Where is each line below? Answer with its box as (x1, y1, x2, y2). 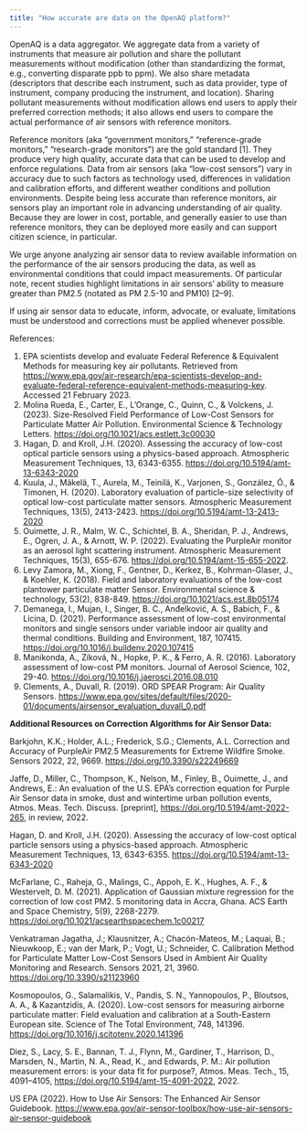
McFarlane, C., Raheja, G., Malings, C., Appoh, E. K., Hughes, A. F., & (9, 876, 268, 887)
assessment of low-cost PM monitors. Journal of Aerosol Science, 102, (22, 661, 291, 672)
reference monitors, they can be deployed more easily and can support (9, 221, 278, 232)
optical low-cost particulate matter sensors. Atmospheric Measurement (22, 496, 292, 507)
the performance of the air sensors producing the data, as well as (9, 258, 256, 270)
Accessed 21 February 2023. (22, 390, 132, 400)
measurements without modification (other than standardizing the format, (9, 58, 286, 69)
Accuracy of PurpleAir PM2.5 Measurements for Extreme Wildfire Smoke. (9, 745, 286, 756)
